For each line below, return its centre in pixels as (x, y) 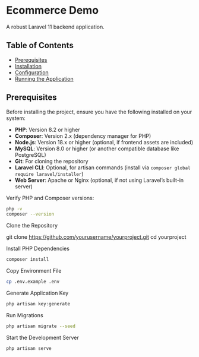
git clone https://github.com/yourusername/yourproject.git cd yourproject (96, 237)
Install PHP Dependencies (38, 249)
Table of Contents (40, 45)
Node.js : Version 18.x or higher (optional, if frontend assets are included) (104, 142)
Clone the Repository (32, 226)
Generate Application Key (37, 293)
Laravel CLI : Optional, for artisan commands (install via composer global (103, 168)
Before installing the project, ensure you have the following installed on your (99, 112)
